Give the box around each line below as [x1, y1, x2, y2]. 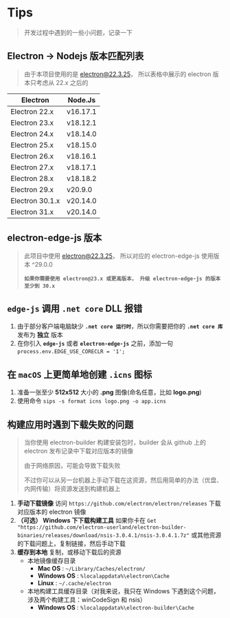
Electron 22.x [10, 106, 54, 116]
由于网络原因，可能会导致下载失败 [23, 462, 121, 469]
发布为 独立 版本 [16, 331, 63, 339]
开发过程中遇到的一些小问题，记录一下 [23, 28, 133, 36]
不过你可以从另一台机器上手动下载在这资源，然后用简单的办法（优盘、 [23, 476, 223, 484]
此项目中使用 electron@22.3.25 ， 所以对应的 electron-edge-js [23, 252, 200, 260]
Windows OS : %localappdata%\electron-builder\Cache [37, 604, 194, 611]
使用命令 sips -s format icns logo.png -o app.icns [16, 396, 167, 405]
